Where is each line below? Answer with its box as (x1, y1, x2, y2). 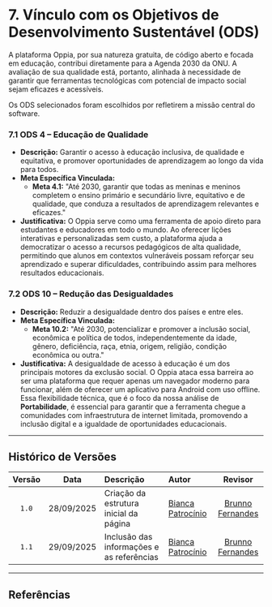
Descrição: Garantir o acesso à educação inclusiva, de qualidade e (19, 148, 245, 157)
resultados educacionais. (19, 268, 104, 278)
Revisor (223, 474, 253, 485)
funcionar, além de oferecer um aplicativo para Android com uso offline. (19, 384, 261, 394)
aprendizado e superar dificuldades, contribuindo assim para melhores (19, 260, 257, 269)
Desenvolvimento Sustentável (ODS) (8, 23, 260, 41)
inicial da (104, 508, 138, 519)
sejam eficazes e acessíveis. (8, 84, 104, 94)
